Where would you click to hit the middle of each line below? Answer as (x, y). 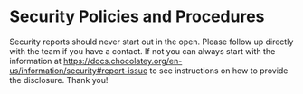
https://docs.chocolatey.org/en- (123, 61)
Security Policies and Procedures (137, 17)
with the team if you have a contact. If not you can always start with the (142, 51)
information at (35, 61)
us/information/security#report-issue (79, 70)
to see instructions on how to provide (219, 70)
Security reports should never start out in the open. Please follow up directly (151, 42)
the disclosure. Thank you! (59, 80)
